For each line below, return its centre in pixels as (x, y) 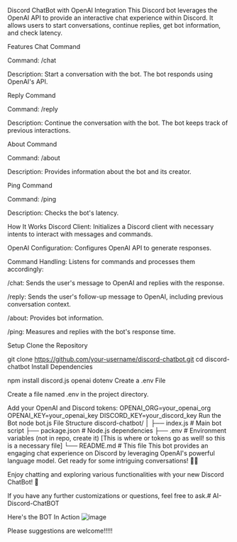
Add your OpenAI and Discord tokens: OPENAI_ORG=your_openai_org (109, 408)
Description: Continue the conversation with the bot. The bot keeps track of (118, 123)
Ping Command (30, 185)
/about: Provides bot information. (56, 318)
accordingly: (26, 269)
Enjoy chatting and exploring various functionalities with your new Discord (116, 474)
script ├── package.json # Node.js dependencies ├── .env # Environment (117, 431)
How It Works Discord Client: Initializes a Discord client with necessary (111, 227)
